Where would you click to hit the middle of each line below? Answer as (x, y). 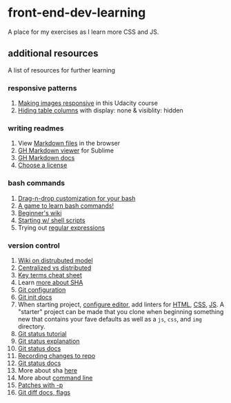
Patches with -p (40, 385)
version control (34, 245)
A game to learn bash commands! (66, 206)
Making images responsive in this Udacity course (88, 103)
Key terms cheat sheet (50, 275)
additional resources (53, 53)
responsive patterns (42, 88)
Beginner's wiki (40, 213)
